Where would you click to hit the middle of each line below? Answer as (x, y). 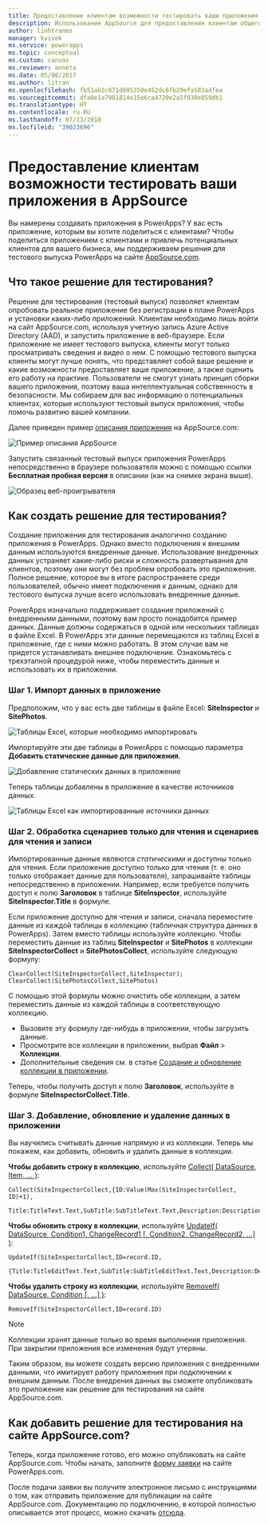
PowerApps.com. (37, 1471)
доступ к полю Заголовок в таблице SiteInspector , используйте (118, 892)
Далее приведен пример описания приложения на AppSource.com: (124, 427)
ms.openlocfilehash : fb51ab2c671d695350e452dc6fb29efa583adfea (116, 90)
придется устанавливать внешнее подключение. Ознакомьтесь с (120, 653)
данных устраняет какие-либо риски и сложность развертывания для (128, 561)
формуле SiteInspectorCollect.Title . (69, 1094)
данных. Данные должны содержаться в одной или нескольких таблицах (134, 627)
